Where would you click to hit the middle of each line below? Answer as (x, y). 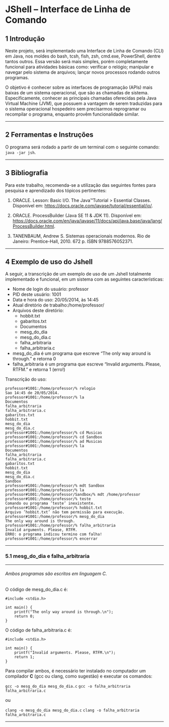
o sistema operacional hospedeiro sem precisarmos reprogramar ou (76, 109)
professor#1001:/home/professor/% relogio (50, 389)
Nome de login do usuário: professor (51, 289)
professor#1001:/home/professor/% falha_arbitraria (60, 526)
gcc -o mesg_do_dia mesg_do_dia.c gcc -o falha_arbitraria (68, 686)
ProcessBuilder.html (33, 226)
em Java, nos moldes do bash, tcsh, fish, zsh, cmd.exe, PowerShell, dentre (83, 56)
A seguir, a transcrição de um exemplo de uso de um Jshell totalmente (78, 274)
